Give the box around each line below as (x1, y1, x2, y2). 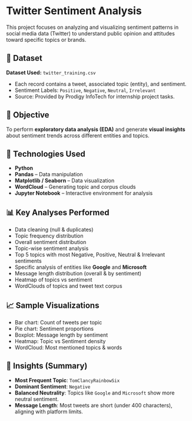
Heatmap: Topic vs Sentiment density (14, 338, 106, 344)
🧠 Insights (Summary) (6, 361, 88, 371)
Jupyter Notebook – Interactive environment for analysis (14, 190, 153, 197)
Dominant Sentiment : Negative (14, 383, 91, 390)
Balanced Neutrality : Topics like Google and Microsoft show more (14, 389, 175, 396)
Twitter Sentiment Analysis (6, 4, 143, 18)
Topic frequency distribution (14, 232, 84, 239)
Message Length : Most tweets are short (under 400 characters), (14, 402, 173, 409)
